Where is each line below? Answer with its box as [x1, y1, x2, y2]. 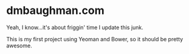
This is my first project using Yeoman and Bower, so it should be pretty [6, 35, 184, 42]
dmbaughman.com [6, 4, 105, 18]
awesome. [6, 42, 32, 49]
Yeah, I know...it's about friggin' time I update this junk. [6, 24, 144, 31]
